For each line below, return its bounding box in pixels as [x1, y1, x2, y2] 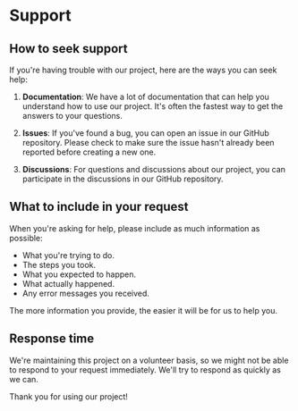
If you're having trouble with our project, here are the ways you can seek [9, 64, 277, 75]
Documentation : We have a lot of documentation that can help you [21, 91, 270, 102]
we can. [9, 373, 38, 384]
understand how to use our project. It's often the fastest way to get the [21, 101, 284, 112]
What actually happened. [21, 278, 115, 289]
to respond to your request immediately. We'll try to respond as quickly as [9, 364, 282, 375]
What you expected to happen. [21, 269, 137, 280]
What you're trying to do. [21, 249, 115, 260]
